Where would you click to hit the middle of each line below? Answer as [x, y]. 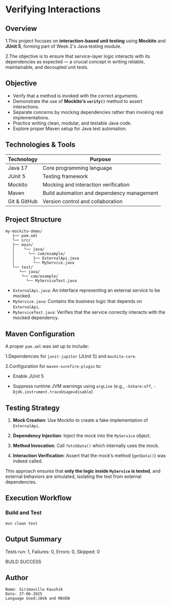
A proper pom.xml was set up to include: [47, 346]
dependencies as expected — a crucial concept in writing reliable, [75, 62]
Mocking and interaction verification [86, 185]
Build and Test [24, 513]
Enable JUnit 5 [28, 376]
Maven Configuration [40, 334]
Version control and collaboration [83, 201]
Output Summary [33, 539]
